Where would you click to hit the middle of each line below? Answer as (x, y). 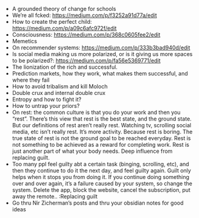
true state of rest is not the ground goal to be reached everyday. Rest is (101, 138)
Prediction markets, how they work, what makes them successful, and (100, 73)
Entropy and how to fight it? (47, 99)
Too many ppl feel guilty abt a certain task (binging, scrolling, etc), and (101, 164)
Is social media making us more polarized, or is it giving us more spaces (102, 54)
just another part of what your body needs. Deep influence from (92, 151)
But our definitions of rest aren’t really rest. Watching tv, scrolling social (102, 125)
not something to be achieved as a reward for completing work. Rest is (101, 145)
